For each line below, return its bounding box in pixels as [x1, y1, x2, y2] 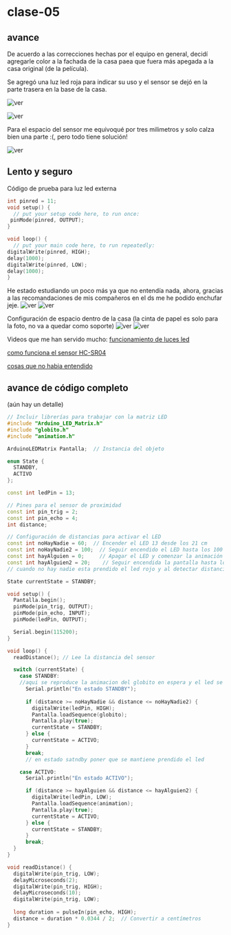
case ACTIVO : [19, 768, 57, 776]
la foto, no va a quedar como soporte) [7, 322, 115, 330]
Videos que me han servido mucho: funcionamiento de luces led [7, 335, 190, 343]
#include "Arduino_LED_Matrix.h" [7, 420, 103, 427]
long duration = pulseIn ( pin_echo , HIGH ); [13, 909, 137, 916]
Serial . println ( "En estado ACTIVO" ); [25, 775, 134, 782]
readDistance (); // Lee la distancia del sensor [13, 654, 155, 661]
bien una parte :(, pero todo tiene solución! [7, 132, 129, 141]
